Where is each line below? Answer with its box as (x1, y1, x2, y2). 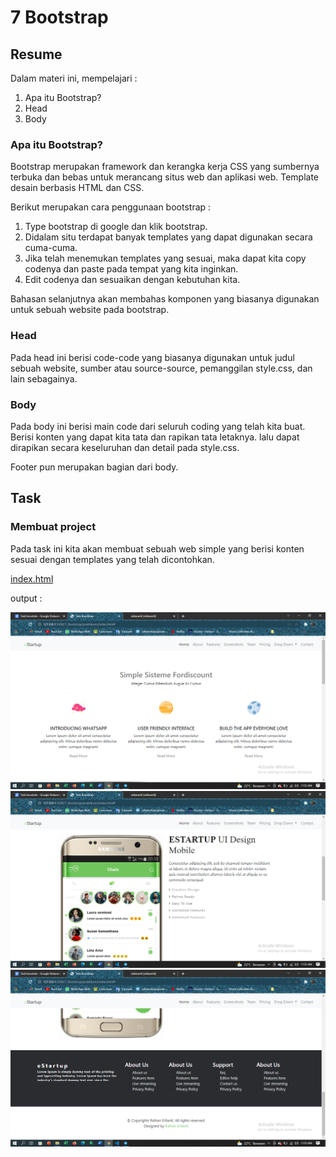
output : (10, 592, 43, 604)
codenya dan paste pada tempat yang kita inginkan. (24, 263, 239, 275)
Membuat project (10, 520, 97, 534)
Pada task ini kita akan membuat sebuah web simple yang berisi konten (10, 542, 305, 555)
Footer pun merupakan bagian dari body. (10, 461, 179, 473)
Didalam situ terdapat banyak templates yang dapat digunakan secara (24, 231, 313, 243)
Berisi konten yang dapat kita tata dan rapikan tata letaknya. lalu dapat (10, 431, 300, 443)
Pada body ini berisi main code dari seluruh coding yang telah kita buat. (10, 420, 306, 432)
